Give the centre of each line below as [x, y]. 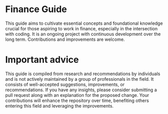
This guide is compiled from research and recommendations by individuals [83, 74]
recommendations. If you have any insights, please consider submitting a [81, 90]
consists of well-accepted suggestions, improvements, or [65, 84]
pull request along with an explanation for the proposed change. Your [77, 95]
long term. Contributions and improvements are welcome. [65, 39]
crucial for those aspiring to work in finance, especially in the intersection [81, 28]
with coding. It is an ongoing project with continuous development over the [83, 34]
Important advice [42, 60]
